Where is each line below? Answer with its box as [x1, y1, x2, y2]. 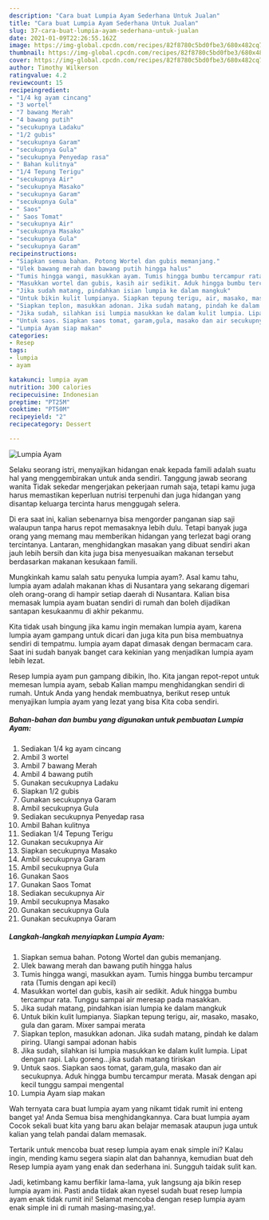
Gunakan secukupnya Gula [20, 905, 110, 914]
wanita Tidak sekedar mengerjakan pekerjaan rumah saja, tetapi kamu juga [9, 482, 256, 491]
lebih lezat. [9, 655, 45, 665]
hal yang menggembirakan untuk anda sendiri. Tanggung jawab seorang [9, 473, 247, 482]
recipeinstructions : [9, 250, 78, 258]
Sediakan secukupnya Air [20, 888, 105, 898]
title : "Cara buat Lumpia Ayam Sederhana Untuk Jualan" [9, 19, 199, 27]
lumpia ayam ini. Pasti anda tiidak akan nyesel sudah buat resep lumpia [9, 1186, 243, 1195]
